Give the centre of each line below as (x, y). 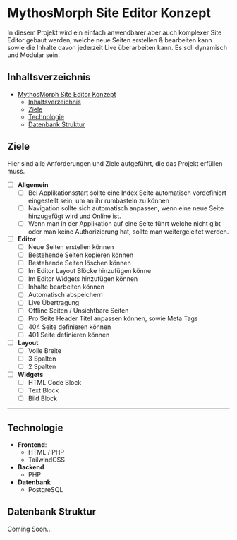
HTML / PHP (46, 452)
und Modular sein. (34, 55)
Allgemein (33, 184)
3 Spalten (42, 359)
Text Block (43, 390)
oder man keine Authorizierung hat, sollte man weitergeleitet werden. (128, 232)
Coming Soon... (30, 529)
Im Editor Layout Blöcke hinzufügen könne (90, 271)
